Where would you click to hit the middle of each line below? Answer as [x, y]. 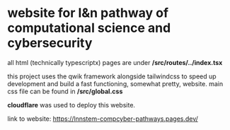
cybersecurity [50, 43]
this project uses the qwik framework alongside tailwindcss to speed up [112, 76]
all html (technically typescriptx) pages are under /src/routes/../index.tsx [115, 62]
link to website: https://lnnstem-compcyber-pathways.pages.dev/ [103, 119]
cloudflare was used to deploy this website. [71, 105]
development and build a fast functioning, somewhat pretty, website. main [115, 83]
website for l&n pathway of [88, 13]
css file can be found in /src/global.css [65, 91]
